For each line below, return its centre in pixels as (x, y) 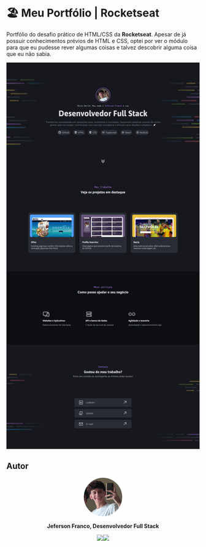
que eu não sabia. (29, 53)
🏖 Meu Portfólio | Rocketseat (83, 13)
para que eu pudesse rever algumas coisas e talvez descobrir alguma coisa (102, 47)
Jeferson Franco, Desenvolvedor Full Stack (103, 526)
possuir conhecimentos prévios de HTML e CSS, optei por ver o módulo (97, 41)
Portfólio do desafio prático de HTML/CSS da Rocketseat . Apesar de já (96, 34)
